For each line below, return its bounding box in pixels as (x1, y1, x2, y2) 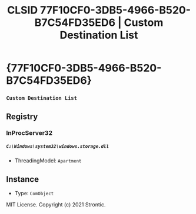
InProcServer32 (6, 129, 53, 137)
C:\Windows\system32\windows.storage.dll (6, 144, 109, 150)
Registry (6, 111, 38, 121)
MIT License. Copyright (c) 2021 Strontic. (6, 201, 106, 208)
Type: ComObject (14, 190, 54, 197)
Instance (6, 174, 39, 184)
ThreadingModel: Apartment (14, 157, 82, 164)
